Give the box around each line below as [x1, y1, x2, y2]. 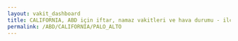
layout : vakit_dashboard [7, 10, 81, 17]
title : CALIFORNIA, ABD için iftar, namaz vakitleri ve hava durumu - [7, 17, 220, 24]
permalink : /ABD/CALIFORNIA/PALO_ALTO [7, 23, 122, 30]
